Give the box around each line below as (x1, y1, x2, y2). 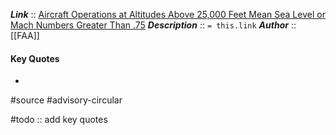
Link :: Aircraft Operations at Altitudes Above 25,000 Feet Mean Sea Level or (10, 9, 326, 20)
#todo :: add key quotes (10, 114, 108, 126)
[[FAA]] (10, 30, 40, 41)
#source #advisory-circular (10, 94, 123, 106)
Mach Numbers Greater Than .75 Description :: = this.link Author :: (10, 19, 297, 31)
